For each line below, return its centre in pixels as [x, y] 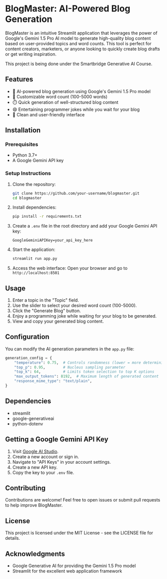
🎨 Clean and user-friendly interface [48, 114]
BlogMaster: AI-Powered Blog [68, 9]
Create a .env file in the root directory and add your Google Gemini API [85, 226]
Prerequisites [22, 145]
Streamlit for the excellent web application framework [67, 571]
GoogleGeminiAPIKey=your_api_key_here [52, 241]
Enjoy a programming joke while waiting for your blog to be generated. [84, 316]
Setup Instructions [28, 173]
